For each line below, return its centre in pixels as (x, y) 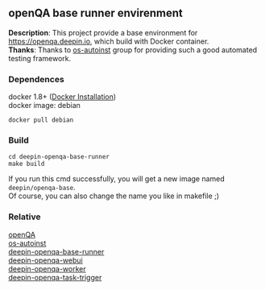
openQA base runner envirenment (96, 13)
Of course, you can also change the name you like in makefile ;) (114, 196)
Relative (25, 217)
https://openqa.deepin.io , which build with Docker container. (109, 41)
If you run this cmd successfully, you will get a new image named (117, 179)
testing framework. (40, 58)
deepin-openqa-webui (46, 260)
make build (27, 164)
